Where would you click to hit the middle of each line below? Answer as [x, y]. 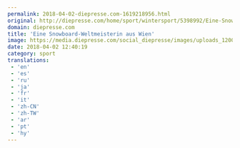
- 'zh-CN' [25, 107]
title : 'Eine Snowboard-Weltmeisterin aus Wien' [81, 34]
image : [17, 41]
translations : [29, 60]
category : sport [31, 54]
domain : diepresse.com [41, 27]
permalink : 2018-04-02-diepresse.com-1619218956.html [89, 14]
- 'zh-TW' [25, 113]
